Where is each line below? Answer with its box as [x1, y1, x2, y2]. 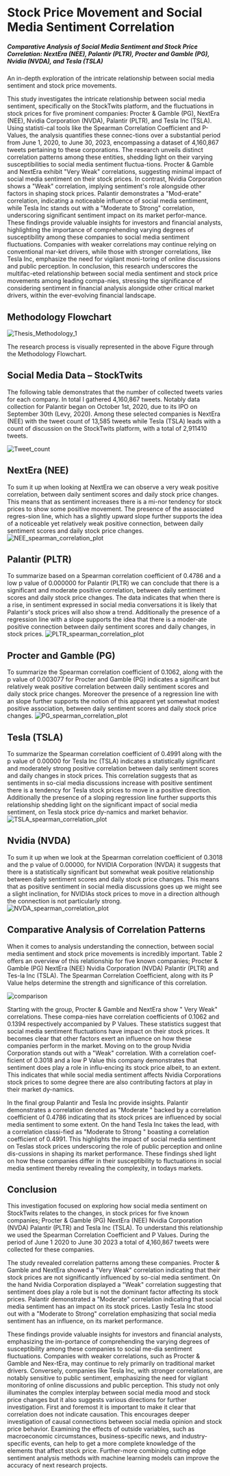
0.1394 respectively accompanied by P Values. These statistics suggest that [7, 1019, 221, 1028]
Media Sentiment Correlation [7, 19, 175, 35]
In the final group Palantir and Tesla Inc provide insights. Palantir [7, 1098, 188, 1107]
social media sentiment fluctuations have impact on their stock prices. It [7, 1027, 210, 1035]
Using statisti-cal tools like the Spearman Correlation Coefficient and [7, 124, 201, 132]
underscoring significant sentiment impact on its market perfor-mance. [7, 211, 207, 220]
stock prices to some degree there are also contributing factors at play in [7, 1077, 213, 1086]
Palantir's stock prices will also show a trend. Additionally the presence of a [7, 608, 220, 616]
